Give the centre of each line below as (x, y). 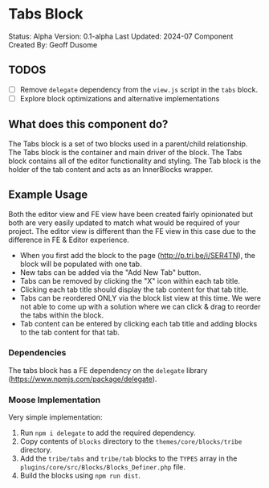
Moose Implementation (55, 400)
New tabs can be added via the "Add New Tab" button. (110, 272)
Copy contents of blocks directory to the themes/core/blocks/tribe (131, 441)
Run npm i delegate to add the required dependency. (108, 433)
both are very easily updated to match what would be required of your (124, 223)
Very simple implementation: (55, 417)
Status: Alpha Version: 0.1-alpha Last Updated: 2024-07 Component (121, 36)
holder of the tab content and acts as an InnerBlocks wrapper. (111, 169)
